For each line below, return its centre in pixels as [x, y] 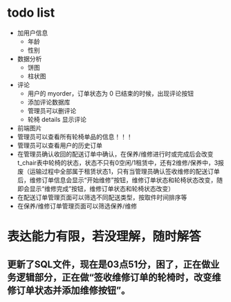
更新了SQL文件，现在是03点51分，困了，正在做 [109, 264]
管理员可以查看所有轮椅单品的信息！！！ [75, 136]
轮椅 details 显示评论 [57, 119]
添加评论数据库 [49, 102]
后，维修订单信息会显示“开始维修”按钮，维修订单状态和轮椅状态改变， [117, 180]
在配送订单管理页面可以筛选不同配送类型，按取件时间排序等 [102, 197]
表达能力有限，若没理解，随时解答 [104, 237]
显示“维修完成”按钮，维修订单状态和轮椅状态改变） [102, 188]
